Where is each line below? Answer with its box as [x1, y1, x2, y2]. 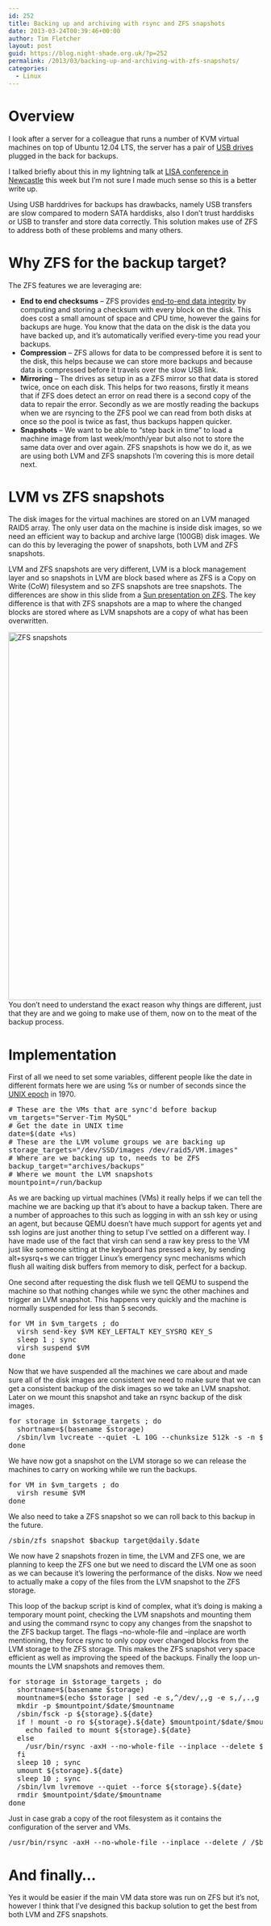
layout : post [8, 42, 52, 50]
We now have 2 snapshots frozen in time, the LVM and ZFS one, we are [8, 1551, 246, 1561]
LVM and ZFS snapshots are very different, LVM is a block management [8, 564, 247, 575]
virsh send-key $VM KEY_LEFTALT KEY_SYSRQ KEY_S [16, 1327, 213, 1336]
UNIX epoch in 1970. [8, 1089, 77, 1099]
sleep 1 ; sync [16, 1335, 77, 1344]
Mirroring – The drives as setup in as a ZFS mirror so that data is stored [19, 373, 259, 383]
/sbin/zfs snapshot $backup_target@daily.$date [8, 1536, 200, 1546]
